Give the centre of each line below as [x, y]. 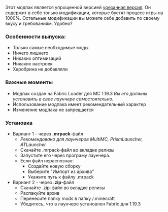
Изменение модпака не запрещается [53, 110]
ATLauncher [33, 145]
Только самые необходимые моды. [51, 48]
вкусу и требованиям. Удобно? [39, 23]
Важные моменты [29, 82]
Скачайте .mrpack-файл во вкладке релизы [67, 150]
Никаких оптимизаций [37, 58]
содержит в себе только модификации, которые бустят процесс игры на [84, 13]
